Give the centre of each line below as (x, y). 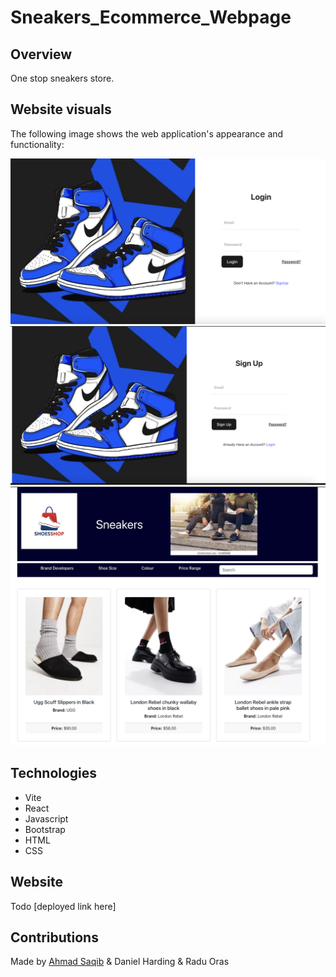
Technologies (54, 773)
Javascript (46, 818)
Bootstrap (45, 829)
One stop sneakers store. (62, 78)
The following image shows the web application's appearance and (147, 133)
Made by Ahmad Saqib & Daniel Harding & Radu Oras (120, 962)
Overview (41, 54)
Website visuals (61, 109)
